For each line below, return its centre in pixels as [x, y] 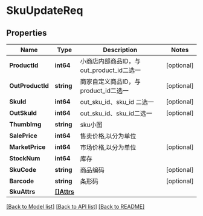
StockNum [25, 158]
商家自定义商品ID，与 [110, 81]
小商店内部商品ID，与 [110, 61]
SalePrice [23, 136]
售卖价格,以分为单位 [108, 136]
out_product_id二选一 [110, 70]
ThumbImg [25, 124]
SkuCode [23, 170]
